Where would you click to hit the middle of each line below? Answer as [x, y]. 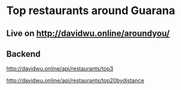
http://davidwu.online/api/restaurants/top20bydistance [76, 81]
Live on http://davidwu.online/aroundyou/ [88, 33]
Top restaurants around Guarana [91, 11]
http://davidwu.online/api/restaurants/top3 [60, 69]
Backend [24, 54]
